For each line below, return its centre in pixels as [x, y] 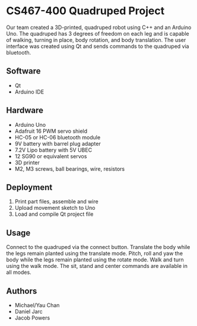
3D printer [27, 162]
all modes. [19, 272]
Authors [22, 291]
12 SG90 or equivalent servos [51, 156]
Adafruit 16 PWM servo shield [51, 131]
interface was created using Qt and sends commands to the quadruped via [98, 46]
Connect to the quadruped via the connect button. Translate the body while [98, 247]
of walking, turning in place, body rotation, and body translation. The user [96, 40]
